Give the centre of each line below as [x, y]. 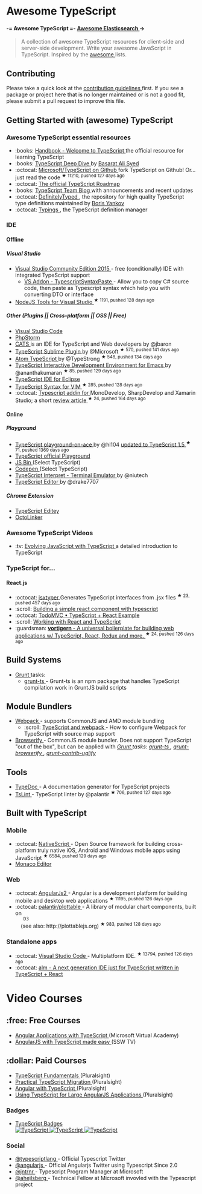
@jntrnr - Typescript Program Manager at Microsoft [79, 1172]
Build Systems [34, 660]
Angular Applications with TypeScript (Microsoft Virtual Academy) [97, 1035]
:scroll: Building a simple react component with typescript [87, 609]
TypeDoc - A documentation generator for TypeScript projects [92, 787]
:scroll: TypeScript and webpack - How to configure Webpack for [105, 727]
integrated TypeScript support [52, 275]
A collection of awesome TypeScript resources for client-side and [103, 42]
